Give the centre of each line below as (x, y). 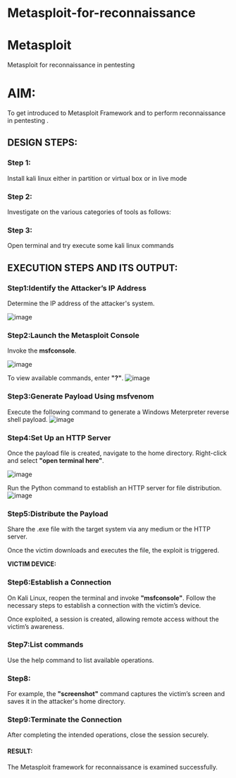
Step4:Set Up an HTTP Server (59, 437)
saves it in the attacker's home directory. (66, 702)
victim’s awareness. (36, 626)
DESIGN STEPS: (43, 143)
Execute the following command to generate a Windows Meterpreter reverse (118, 412)
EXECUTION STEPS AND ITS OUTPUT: (93, 267)
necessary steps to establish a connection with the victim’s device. (104, 605)
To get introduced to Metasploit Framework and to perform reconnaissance (117, 113)
